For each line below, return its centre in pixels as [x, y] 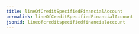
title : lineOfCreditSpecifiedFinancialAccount [64, 11]
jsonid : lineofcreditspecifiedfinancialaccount [66, 22]
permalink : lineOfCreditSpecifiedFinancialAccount [70, 17]
